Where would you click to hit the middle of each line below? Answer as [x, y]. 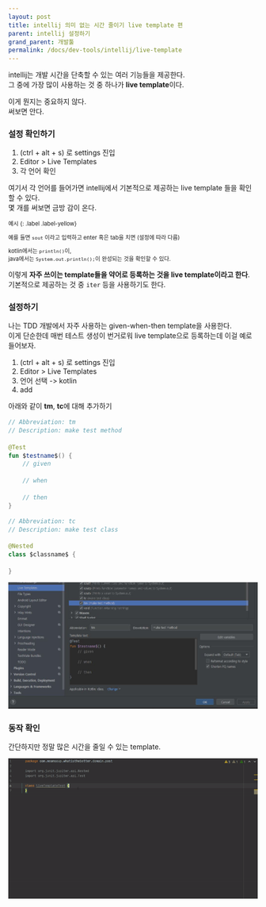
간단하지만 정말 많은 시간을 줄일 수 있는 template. [84, 747]
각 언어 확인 [38, 171]
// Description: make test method [65, 430]
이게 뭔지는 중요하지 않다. [47, 102]
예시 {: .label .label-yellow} [43, 224]
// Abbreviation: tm [42, 422]
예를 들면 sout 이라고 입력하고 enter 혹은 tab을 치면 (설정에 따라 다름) [94, 237]
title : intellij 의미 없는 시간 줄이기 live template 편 [96, 25]
